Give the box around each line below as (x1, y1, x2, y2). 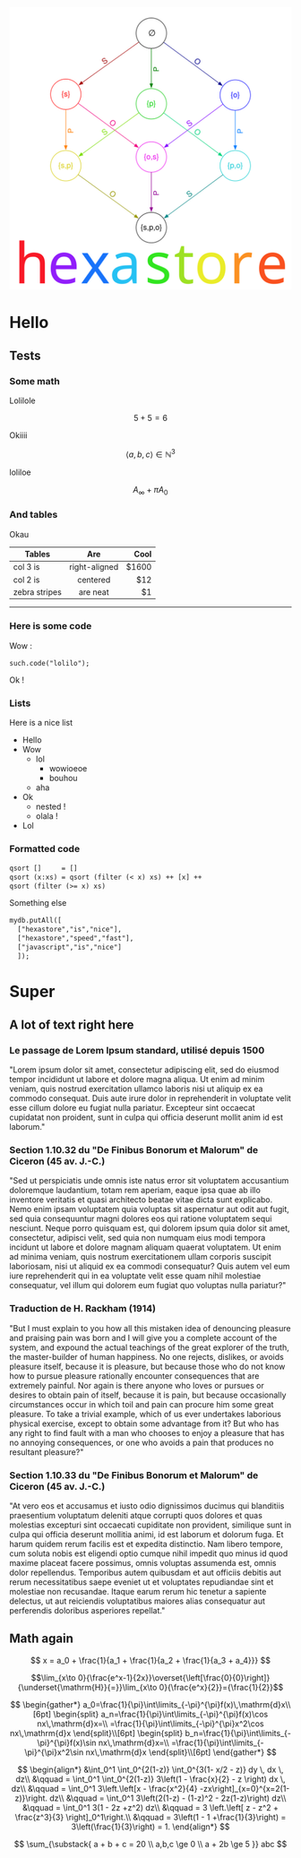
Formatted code (9, 842, 81, 855)
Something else (9, 898, 67, 908)
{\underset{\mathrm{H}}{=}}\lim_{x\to (17, 1682, 158, 1692)
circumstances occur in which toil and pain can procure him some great (9, 1398, 274, 1409)
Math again (9, 1631, 73, 1647)
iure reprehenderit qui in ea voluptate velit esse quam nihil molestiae (9, 1270, 262, 1281)
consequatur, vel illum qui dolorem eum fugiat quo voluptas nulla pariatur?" (9, 1280, 287, 1291)
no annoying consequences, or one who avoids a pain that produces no (9, 1437, 274, 1448)
